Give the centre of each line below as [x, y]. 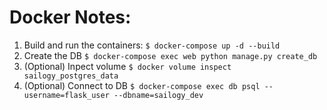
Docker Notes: [70, 17]
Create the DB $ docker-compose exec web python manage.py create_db [170, 55]
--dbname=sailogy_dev [158, 95]
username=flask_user [66, 95]
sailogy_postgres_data [71, 76]
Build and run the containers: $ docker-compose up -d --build [152, 45]
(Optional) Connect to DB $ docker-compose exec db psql [142, 85]
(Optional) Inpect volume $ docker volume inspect [127, 66]
